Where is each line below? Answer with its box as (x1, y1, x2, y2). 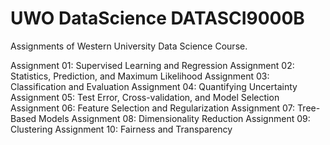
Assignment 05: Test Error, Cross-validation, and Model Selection (10, 91, 280, 103)
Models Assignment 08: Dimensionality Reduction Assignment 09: (38, 112, 311, 124)
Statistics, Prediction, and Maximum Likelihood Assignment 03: (10, 70, 270, 82)
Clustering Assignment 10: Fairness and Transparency (10, 123, 233, 135)
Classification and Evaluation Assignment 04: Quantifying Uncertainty (10, 80, 298, 92)
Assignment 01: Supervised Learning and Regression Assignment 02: (10, 59, 295, 71)
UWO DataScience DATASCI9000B (10, 7, 305, 30)
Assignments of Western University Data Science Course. (10, 40, 248, 52)
